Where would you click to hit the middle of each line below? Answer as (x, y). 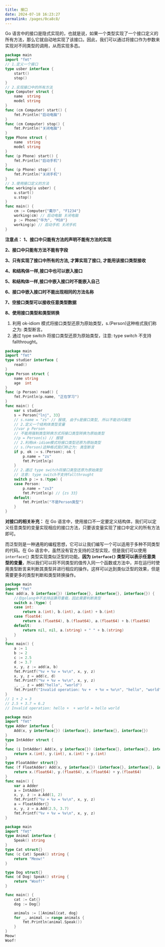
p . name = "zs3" (38, 489)
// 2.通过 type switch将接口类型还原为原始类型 (58, 470)
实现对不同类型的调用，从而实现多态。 (44, 46)
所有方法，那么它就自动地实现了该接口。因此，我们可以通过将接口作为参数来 (82, 39)
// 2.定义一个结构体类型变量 (40, 424)
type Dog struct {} (24, 872)
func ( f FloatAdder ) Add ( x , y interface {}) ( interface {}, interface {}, (80, 768)
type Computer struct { (29, 92)
